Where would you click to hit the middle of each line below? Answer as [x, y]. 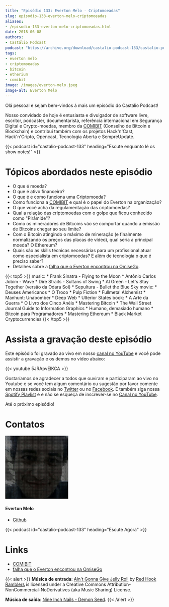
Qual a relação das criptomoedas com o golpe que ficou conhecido [82, 213]
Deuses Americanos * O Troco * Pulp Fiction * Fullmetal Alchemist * [75, 292]
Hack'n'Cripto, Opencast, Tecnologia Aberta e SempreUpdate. [70, 137]
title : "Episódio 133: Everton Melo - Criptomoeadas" [63, 11]
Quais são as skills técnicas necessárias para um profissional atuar [82, 250]
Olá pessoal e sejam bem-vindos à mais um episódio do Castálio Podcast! [82, 105]
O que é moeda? [29, 186]
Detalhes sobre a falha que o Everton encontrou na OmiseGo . [76, 266]
